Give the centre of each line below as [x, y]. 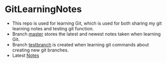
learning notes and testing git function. [53, 28]
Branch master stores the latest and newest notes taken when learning [86, 34]
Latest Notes [26, 55]
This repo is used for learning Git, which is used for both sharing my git [87, 23]
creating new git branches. [40, 50]
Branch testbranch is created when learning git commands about [80, 44]
